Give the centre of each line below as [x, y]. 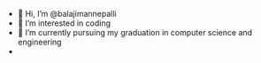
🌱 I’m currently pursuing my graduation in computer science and [135, 32]
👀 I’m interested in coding [64, 23]
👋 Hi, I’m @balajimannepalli [67, 14]
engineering [39, 42]
